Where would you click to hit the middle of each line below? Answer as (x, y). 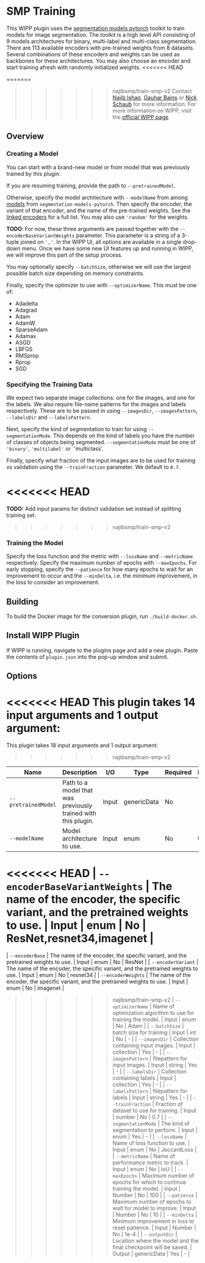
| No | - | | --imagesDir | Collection (156, 1039)
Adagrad (26, 310)
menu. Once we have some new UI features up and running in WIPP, (107, 248)
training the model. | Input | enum (154, 1020)
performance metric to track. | (150, 1163)
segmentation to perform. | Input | (155, 1130)
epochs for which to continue (149, 1182)
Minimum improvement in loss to (153, 1221)
